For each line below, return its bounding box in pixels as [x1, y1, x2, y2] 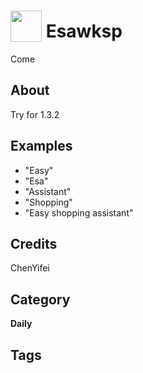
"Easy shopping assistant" [24, 206, 134, 219]
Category [10, 291, 71, 308]
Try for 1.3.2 [10, 108, 60, 120]
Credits [10, 235, 58, 252]
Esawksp [45, 20, 123, 43]
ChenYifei [10, 262, 50, 274]
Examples [10, 138, 73, 155]
